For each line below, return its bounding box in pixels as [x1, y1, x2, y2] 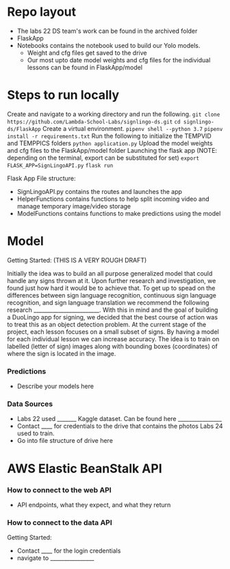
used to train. [16, 429, 55, 437]
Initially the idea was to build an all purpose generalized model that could [7, 269, 213, 278]
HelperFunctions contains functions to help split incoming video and [16, 195, 210, 203]
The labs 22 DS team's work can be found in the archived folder [16, 27, 198, 35]
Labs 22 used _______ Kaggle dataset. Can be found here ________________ [16, 415, 222, 423]
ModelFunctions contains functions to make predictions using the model [16, 209, 221, 217]
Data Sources [7, 399, 53, 409]
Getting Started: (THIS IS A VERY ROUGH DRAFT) [7, 256, 147, 264]
